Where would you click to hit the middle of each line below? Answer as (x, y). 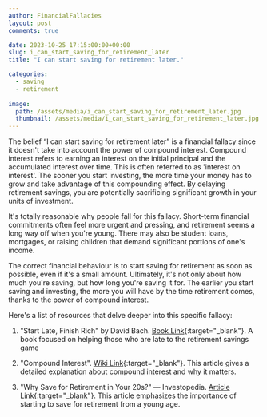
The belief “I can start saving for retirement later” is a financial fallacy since (132, 141)
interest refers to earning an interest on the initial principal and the (117, 159)
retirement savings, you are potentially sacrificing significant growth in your (132, 193)
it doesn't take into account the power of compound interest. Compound (127, 150)
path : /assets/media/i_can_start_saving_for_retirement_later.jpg (128, 111)
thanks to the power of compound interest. (79, 300)
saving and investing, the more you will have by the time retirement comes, (132, 292)
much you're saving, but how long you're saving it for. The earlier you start (131, 283)
